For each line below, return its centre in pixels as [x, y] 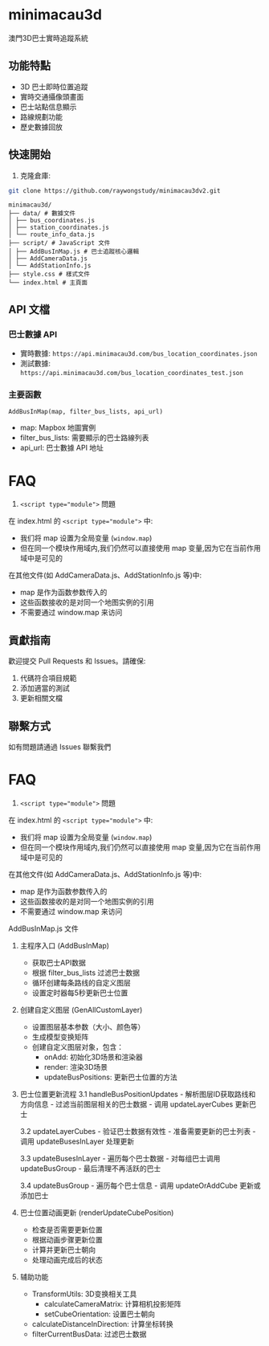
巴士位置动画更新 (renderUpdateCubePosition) [97, 1212]
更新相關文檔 [41, 698]
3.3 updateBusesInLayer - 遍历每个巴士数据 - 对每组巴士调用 [120, 1158]
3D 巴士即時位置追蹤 [54, 87]
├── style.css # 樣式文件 [49, 275]
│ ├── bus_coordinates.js [51, 221]
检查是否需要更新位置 [67, 1230]
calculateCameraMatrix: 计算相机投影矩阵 [113, 1303]
